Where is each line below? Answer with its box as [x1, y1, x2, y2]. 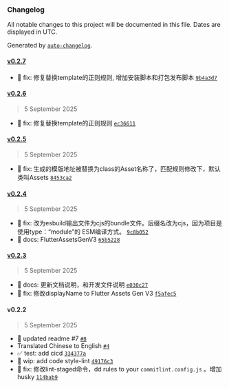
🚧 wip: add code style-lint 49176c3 [17, 356, 113, 365]
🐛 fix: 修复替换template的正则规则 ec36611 [17, 119, 136, 127]
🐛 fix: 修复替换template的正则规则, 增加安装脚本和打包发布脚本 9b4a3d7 [17, 73, 218, 81]
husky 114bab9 [17, 372, 58, 380]
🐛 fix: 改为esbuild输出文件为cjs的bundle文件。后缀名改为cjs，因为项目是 [17, 219, 222, 227]
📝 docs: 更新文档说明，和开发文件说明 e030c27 [17, 280, 149, 289]
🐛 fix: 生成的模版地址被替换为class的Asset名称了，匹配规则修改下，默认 [17, 164, 221, 173]
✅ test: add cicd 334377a [17, 349, 87, 357]
